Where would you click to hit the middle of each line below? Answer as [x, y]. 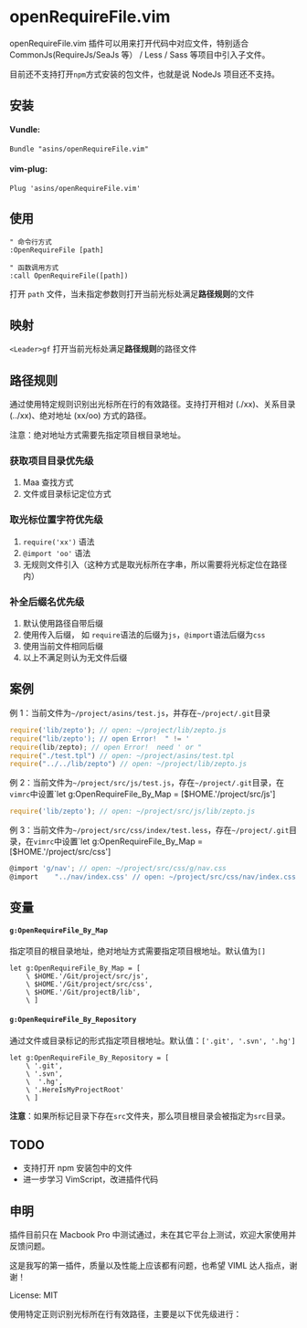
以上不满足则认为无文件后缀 [75, 658]
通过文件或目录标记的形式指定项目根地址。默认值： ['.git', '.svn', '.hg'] [153, 1040]
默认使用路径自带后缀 [63, 624]
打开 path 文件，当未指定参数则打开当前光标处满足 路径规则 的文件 [132, 293]
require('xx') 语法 [58, 542]
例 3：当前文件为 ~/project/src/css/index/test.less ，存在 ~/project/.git [149, 830]
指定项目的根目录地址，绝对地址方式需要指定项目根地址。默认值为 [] [138, 951]
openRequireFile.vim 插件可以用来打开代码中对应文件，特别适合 [129, 43]
